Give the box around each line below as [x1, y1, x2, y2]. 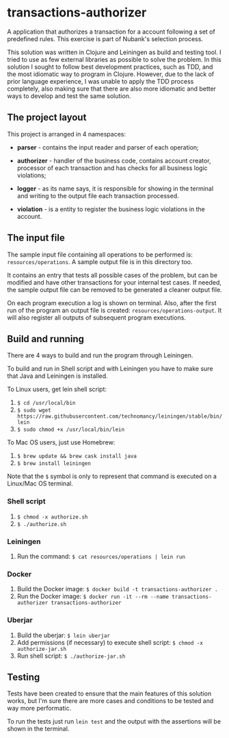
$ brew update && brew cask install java [16, 453, 137, 460]
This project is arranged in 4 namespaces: [7, 130, 126, 138]
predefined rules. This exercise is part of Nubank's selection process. [7, 34, 204, 43]
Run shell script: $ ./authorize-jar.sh [16, 652, 126, 660]
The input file [7, 232, 65, 244]
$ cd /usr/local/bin [16, 400, 76, 407]
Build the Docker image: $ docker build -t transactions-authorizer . [16, 585, 218, 593]
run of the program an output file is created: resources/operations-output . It [7, 306, 222, 314]
